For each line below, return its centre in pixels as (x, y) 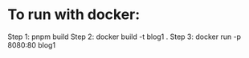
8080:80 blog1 (32, 44)
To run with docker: (74, 15)
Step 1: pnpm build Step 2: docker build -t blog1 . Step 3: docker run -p (124, 37)
